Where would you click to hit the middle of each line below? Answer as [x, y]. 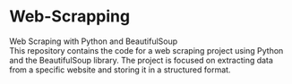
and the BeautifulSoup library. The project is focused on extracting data [141, 60]
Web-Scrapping [70, 17]
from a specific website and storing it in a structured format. [120, 70]
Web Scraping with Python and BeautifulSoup [94, 41]
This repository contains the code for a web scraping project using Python [146, 50]
